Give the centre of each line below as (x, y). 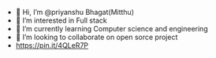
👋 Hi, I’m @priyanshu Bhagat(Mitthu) (75, 12)
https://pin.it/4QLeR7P (52, 45)
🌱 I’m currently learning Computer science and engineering (112, 29)
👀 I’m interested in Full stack (61, 20)
